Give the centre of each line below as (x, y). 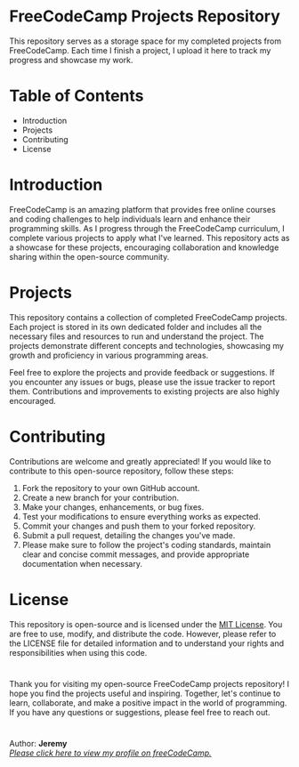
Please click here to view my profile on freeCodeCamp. (110, 753)
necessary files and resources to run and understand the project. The (137, 336)
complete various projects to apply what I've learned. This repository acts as (149, 238)
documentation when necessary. (82, 563)
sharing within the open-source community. (89, 256)
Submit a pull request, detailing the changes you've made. (129, 535)
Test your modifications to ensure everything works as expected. (141, 516)
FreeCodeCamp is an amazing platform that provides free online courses (142, 209)
